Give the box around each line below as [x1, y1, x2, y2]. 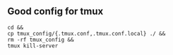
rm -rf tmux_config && [7, 36, 74, 43]
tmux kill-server [7, 42, 59, 49]
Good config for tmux [7, 6, 104, 17]
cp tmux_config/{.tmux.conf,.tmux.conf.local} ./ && [7, 30, 166, 37]
